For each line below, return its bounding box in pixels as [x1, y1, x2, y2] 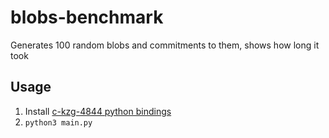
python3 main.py [24, 117, 93, 128]
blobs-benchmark [10, 6, 164, 29]
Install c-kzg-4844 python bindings [24, 105, 172, 117]
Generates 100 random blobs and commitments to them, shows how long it [10, 39, 320, 51]
